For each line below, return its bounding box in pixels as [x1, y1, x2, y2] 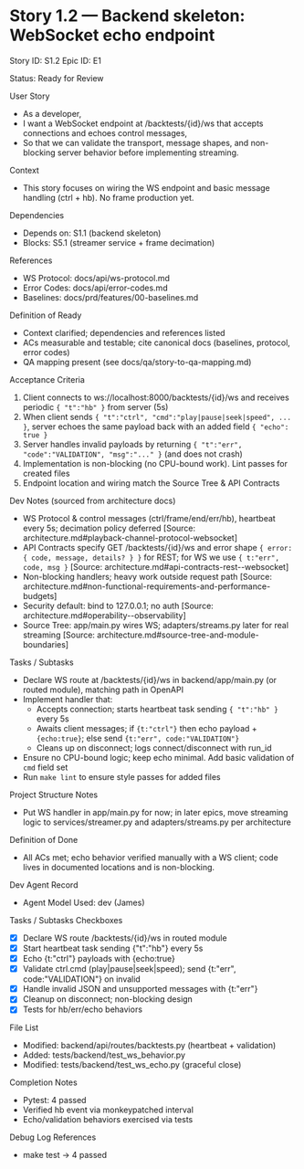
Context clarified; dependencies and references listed [22, 327, 225, 338]
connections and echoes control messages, [22, 127, 188, 138]
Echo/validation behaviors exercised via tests [22, 1114, 194, 1125]
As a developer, [22, 108, 82, 119]
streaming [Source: [22, 629, 96, 640]
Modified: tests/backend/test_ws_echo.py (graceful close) [22, 1059, 242, 1070]
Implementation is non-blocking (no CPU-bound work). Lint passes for [22, 458, 288, 469]
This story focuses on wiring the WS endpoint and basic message [22, 182, 271, 193]
